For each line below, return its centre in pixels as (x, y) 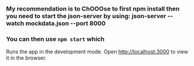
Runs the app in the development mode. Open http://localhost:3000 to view (97, 52)
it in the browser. (26, 58)
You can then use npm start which (55, 39)
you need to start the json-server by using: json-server (86, 16)
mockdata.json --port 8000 (66, 23)
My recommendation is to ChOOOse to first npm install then (93, 9)
